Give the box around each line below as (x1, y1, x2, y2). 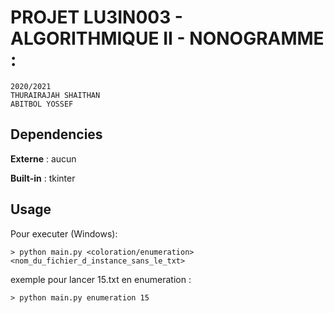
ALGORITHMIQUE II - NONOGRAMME (10, 27, 325, 50)
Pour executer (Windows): (10, 227, 118, 240)
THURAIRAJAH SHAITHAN (10, 90, 101, 100)
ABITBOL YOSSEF (10, 99, 74, 109)
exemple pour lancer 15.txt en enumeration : (10, 273, 192, 285)
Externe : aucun (10, 152, 77, 165)
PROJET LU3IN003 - (10, 6, 183, 29)
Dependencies (10, 126, 103, 143)
